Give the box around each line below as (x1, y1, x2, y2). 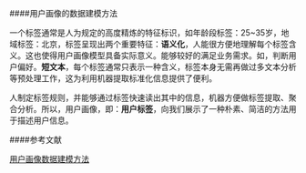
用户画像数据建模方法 (9, 154, 89, 164)
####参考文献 (9, 135, 62, 145)
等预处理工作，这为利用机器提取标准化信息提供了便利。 (9, 73, 217, 84)
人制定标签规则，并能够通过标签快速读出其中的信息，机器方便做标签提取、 (9, 92, 289, 103)
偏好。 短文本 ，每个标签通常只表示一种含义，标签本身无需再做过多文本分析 (16, 62, 297, 72)
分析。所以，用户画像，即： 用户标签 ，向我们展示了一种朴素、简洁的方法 (16, 104, 289, 114)
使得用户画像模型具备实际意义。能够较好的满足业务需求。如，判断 (40, 50, 289, 61)
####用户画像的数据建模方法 (9, 8, 118, 18)
